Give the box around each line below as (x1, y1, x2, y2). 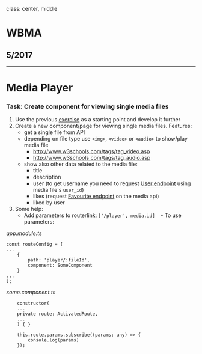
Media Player (6, 81, 73, 95)
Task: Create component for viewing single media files (6, 102, 169, 111)
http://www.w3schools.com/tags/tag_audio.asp (32, 154, 151, 162)
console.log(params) (28, 337, 79, 343)
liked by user (32, 199, 65, 206)
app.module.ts (6, 230, 42, 237)
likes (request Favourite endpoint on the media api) (32, 192, 159, 200)
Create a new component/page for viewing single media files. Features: (14, 123, 192, 130)
